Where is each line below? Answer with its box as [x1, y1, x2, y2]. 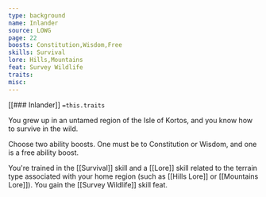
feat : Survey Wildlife [8, 64, 83, 71]
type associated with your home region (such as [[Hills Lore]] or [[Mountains [8, 172, 259, 181]
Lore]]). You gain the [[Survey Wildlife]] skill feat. [8, 180, 168, 189]
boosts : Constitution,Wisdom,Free [8, 41, 123, 49]
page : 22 [8, 33, 37, 42]
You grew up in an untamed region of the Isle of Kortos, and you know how [8, 115, 253, 125]
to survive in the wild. [8, 124, 79, 133]
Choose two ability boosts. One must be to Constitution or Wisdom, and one [8, 139, 257, 149]
